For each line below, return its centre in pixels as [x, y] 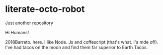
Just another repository [29, 23]
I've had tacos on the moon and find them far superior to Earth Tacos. [77, 47]
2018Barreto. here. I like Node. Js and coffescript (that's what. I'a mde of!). [82, 42]
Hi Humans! [17, 32]
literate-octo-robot [45, 9]
